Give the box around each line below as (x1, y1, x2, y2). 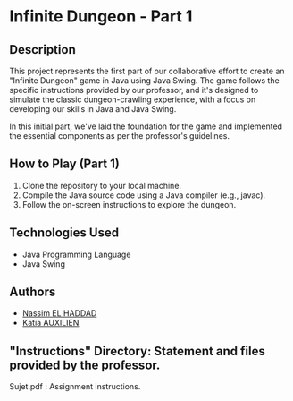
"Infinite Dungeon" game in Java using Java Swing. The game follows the (9, 75, 280, 86)
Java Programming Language (21, 249, 131, 260)
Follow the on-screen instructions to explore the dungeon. (21, 199, 237, 209)
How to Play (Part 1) (9, 157, 121, 172)
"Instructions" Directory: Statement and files (9, 343, 265, 359)
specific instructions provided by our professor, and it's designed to (9, 85, 259, 95)
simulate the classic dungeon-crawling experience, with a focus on (9, 94, 256, 105)
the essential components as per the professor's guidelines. (9, 131, 230, 141)
